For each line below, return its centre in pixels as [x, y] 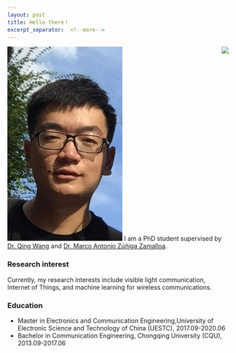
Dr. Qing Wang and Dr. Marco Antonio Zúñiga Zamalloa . [87, 246]
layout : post [26, 15]
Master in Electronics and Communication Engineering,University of [116, 321]
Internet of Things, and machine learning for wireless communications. [110, 287]
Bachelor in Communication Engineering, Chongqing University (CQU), [120, 335]
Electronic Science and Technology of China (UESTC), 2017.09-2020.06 [122, 328]
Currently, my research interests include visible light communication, [106, 280]
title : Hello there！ [38, 22]
